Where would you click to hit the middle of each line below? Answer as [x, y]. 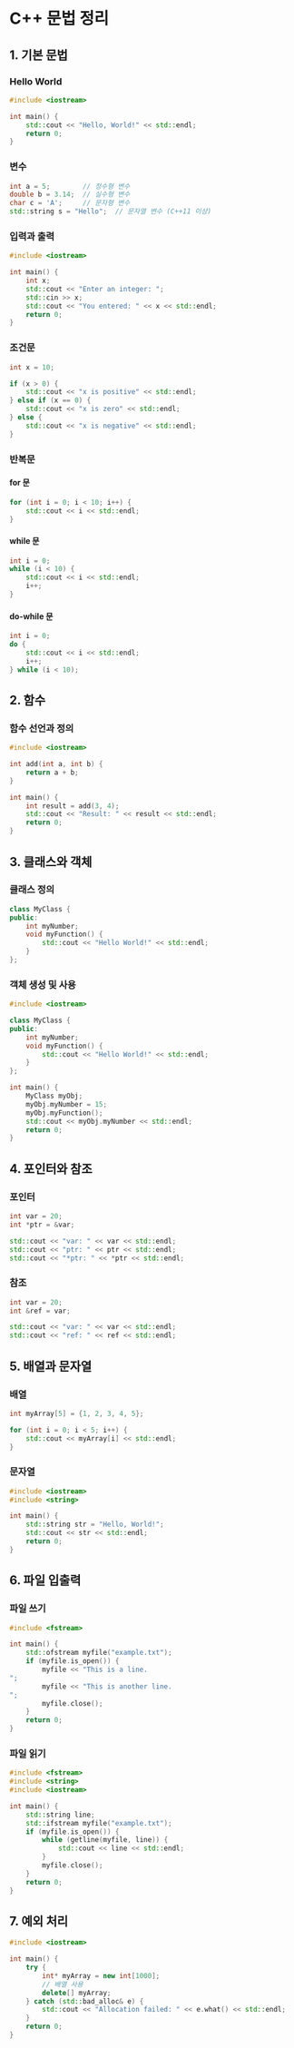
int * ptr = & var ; [42, 1225]
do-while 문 [31, 616]
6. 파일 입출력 [45, 1580]
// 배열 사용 [63, 1984]
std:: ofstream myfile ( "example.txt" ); [99, 1653]
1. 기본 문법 [39, 55]
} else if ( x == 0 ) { [50, 400]
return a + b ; [52, 773]
